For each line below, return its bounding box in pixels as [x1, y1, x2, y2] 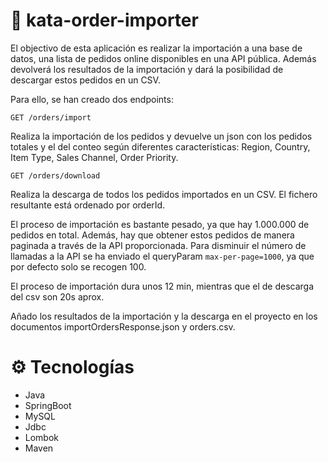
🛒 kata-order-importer [10, 9, 199, 32]
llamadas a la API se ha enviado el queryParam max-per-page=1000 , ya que [10, 250, 315, 262]
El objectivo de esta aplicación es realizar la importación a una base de [10, 42, 303, 54]
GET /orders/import [10, 112, 92, 123]
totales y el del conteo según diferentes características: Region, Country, [10, 140, 311, 153]
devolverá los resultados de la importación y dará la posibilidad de [10, 63, 284, 75]
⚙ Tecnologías [10, 356, 135, 379]
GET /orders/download [10, 170, 101, 181]
